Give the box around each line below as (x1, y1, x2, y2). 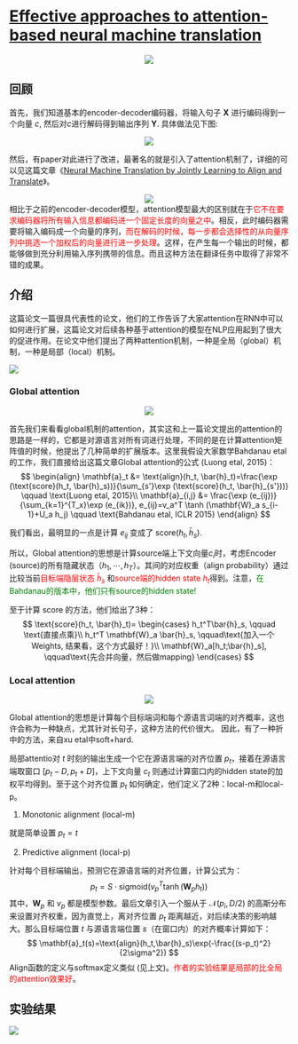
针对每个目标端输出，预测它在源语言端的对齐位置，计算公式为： (9, 865, 242, 875)
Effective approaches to (9, 6, 190, 27)
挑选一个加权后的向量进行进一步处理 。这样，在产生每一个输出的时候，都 (24, 237, 289, 248)
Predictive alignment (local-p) (21, 846, 131, 858)
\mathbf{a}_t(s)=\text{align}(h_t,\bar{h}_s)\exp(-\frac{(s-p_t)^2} (39, 937, 271, 948)
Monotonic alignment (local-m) (21, 809, 136, 819)
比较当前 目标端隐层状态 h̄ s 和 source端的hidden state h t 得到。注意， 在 (9, 573, 264, 586)
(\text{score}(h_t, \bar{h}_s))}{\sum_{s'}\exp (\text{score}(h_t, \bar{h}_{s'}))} (9, 480, 289, 491)
